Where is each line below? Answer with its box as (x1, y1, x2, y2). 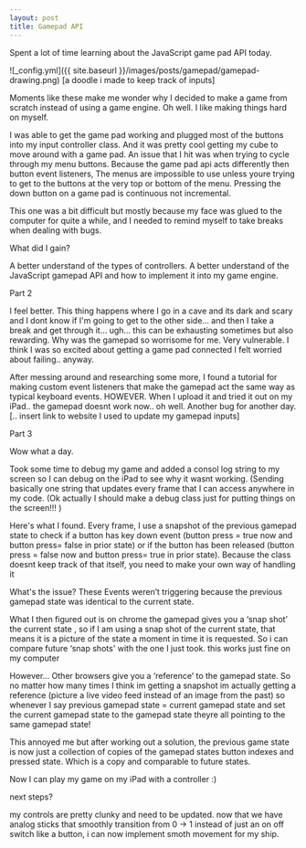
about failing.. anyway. (9, 354, 94, 365)
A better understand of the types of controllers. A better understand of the (9, 260, 290, 270)
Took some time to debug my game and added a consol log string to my (9, 463, 280, 474)
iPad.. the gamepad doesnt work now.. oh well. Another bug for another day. (9, 400, 297, 411)
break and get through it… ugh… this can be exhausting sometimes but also (9, 324, 294, 335)
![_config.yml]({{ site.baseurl (9, 65, 117, 76)
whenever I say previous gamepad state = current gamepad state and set (9, 699, 286, 710)
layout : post (9, 13, 59, 23)
